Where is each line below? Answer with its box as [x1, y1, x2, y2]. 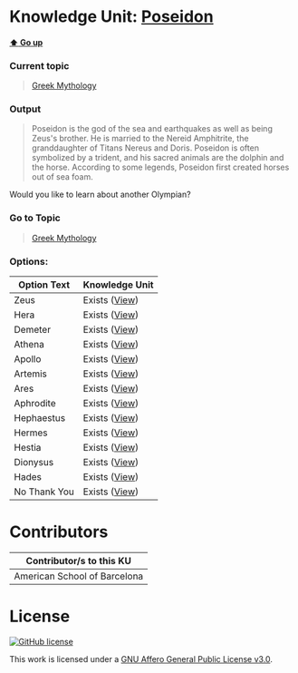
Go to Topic [9, 211, 61, 224]
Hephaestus [14, 411, 66, 424]
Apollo [14, 352, 42, 365]
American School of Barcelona [14, 570, 144, 582]
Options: [9, 255, 49, 268]
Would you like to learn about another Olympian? [9, 189, 192, 200]
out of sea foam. [31, 171, 93, 182]
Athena [14, 337, 45, 350]
